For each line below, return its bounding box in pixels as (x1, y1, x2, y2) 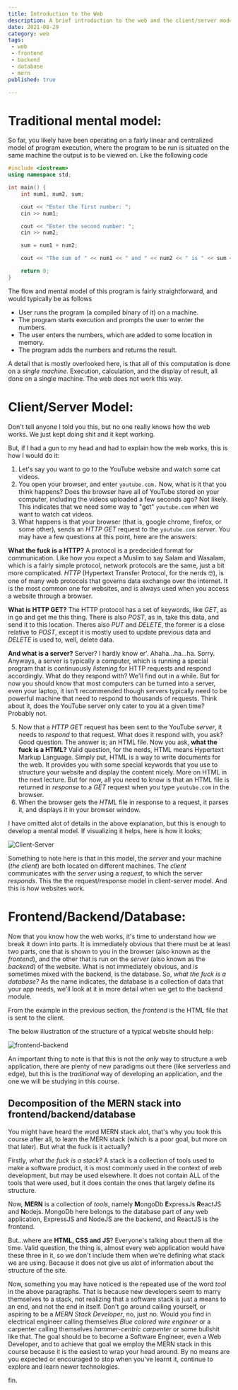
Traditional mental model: (8, 112, 162, 129)
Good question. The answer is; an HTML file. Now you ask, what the (18, 738, 218, 746)
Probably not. (8, 709, 48, 717)
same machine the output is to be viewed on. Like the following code (8, 151, 208, 160)
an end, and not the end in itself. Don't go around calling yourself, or (8, 1302, 206, 1311)
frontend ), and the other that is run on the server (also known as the (8, 955, 206, 963)
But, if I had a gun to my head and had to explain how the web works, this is (8, 443, 228, 452)
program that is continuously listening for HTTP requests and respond (8, 664, 211, 672)
